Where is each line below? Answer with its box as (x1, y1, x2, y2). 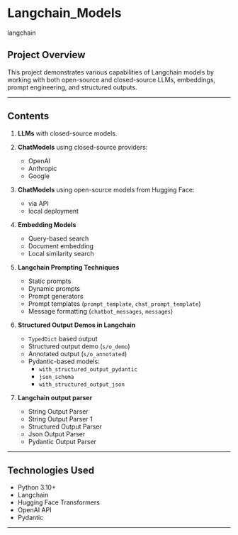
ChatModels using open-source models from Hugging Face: (17, 185, 195, 194)
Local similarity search (28, 249, 94, 258)
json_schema (38, 373, 74, 380)
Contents (7, 110, 50, 122)
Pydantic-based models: (28, 357, 101, 365)
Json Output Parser (28, 429, 86, 438)
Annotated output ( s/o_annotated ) (28, 349, 127, 358)
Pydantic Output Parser (28, 437, 97, 446)
